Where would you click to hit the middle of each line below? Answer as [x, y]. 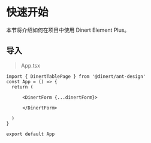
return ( [22, 87]
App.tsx [31, 65]
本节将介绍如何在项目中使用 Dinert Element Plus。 [68, 30]
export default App [31, 134]
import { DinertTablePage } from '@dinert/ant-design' [76, 76]
